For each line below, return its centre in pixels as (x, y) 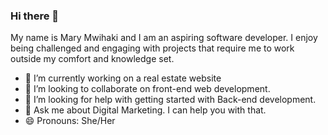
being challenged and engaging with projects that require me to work (152, 48)
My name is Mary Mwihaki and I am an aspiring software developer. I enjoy (164, 38)
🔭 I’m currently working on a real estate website (123, 78)
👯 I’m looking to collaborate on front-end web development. (147, 89)
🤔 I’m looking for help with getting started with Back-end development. (170, 100)
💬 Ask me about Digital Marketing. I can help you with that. (145, 110)
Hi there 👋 (35, 16)
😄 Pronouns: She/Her (70, 121)
